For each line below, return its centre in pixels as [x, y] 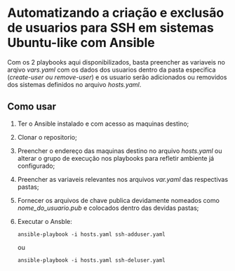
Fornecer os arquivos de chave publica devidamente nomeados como [118, 200]
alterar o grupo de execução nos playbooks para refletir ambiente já [116, 158]
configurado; [36, 166]
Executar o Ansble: [45, 221]
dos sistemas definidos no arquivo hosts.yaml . [74, 84]
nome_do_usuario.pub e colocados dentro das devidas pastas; [108, 208]
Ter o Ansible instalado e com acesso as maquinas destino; [103, 124]
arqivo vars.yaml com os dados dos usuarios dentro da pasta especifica [112, 70]
